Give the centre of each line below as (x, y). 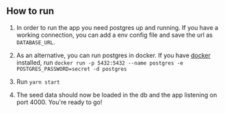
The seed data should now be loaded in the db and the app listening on (117, 95)
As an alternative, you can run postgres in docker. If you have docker (114, 55)
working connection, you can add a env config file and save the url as (115, 35)
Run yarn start (38, 82)
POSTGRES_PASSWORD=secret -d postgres (71, 69)
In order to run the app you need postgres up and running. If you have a (117, 27)
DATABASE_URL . (36, 42)
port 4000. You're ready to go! (59, 102)
